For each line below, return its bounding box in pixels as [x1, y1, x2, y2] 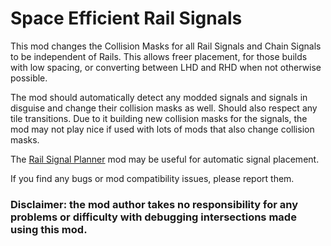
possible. [10, 72, 48, 84]
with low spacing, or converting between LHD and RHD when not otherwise [10, 61, 322, 73]
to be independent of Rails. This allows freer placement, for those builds [10, 50, 308, 62]
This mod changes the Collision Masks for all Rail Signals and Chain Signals [10, 40, 322, 52]
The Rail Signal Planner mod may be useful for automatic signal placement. [10, 153, 320, 165]
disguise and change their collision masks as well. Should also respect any [10, 102, 318, 114]
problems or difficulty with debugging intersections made [10, 210, 297, 224]
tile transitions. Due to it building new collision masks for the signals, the [10, 112, 308, 124]
